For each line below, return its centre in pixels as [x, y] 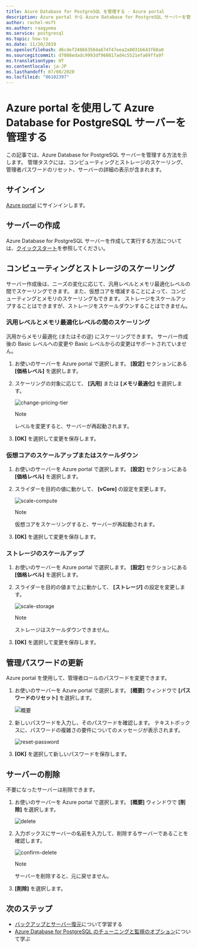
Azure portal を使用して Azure [80, 108]
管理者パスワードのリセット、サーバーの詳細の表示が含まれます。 [86, 170]
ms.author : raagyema [31, 28]
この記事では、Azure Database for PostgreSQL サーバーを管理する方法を [94, 155]
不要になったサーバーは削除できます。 [52, 790]
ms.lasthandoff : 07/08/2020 [40, 72]
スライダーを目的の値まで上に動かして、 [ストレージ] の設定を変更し [97, 587]
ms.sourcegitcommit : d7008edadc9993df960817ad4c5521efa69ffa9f [85, 55]
